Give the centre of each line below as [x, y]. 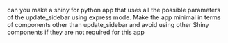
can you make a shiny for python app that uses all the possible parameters [114, 10]
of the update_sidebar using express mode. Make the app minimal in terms [114, 17]
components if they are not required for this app [76, 32]
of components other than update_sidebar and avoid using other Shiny [108, 25]
